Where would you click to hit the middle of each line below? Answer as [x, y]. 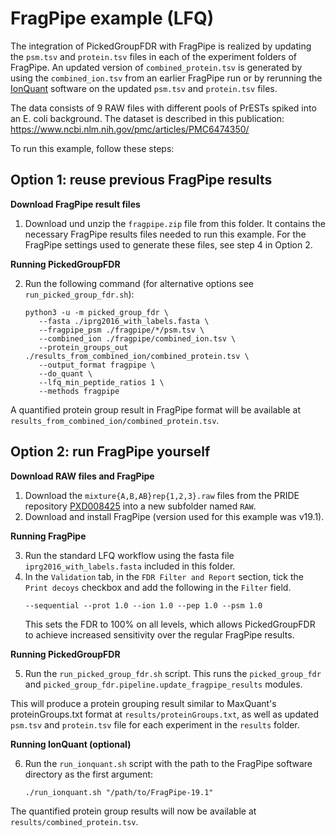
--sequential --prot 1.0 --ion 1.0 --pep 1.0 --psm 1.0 [143, 605]
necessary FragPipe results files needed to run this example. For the [165, 234]
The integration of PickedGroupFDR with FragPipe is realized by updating [161, 46]
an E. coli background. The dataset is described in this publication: [147, 118]
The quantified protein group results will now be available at [133, 811]
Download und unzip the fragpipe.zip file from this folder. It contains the [175, 223]
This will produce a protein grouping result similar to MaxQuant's [143, 703]
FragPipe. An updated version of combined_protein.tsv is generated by [156, 67]
